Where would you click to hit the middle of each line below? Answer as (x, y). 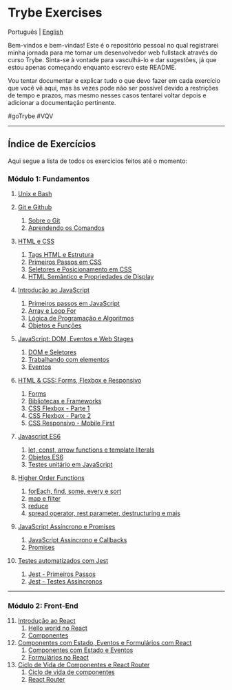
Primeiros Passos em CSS (65, 262)
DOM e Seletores (52, 352)
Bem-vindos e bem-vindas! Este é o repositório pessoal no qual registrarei (113, 45)
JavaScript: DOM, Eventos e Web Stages (75, 339)
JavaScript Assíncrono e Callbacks (77, 540)
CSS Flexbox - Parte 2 (60, 416)
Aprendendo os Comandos (66, 228)
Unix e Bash (35, 194)
